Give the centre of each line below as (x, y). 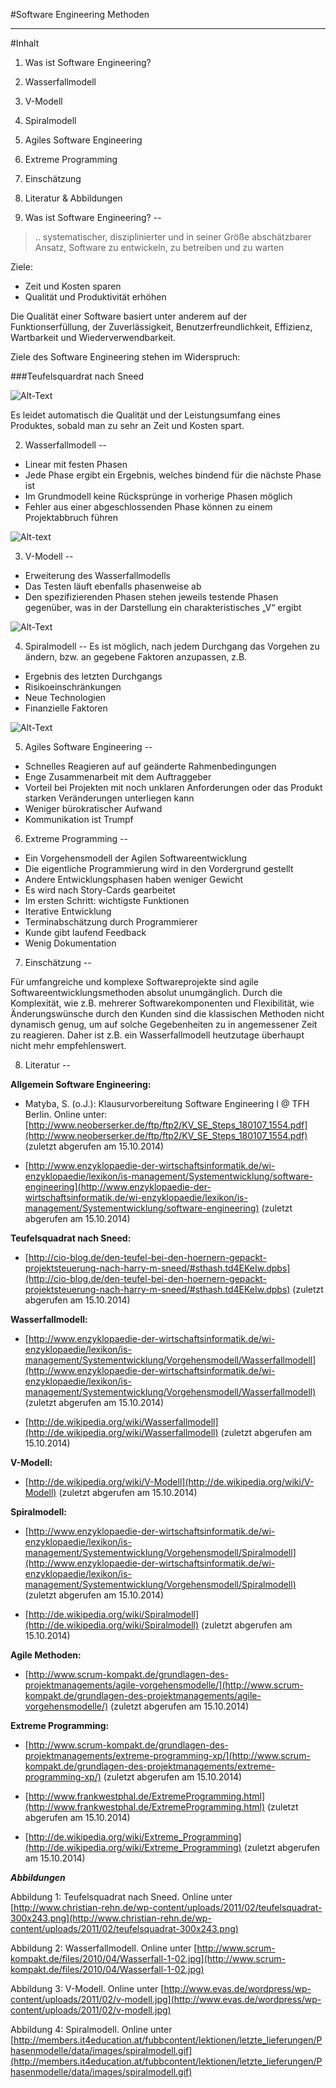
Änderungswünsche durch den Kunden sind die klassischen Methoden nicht (167, 1013)
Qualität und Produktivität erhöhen (95, 297)
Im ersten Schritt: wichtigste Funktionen (107, 900)
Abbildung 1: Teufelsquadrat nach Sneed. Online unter (121, 1897)
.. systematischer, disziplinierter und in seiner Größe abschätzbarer (173, 237)
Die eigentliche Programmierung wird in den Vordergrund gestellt (159, 868)
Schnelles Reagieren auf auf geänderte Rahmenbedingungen (150, 766)
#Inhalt (25, 43)
